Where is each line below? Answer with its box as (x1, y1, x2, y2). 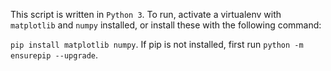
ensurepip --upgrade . (10, 49, 99, 61)
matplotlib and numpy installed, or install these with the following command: (10, 19, 322, 31)
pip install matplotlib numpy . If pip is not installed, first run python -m (10, 39, 304, 50)
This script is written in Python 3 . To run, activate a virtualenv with (10, 9, 282, 20)
